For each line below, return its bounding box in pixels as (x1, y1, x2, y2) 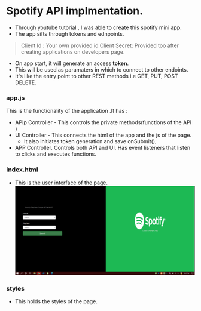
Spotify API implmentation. (6, 4, 144, 18)
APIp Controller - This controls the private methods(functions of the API (14, 119, 192, 126)
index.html (6, 165, 38, 174)
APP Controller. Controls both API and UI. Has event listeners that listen (14, 144, 191, 152)
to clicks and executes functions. (14, 150, 97, 158)
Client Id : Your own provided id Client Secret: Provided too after (20, 42, 179, 49)
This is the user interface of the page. (14, 179, 108, 186)
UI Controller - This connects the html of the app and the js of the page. (14, 131, 192, 138)
